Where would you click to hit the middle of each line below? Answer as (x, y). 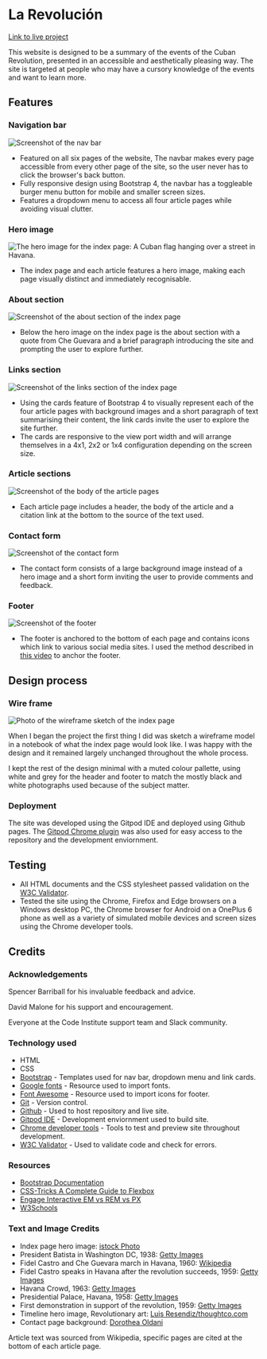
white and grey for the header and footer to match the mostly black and (125, 777)
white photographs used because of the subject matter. (99, 785)
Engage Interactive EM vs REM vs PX (80, 1200)
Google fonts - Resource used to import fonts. (95, 1086)
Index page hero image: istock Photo (80, 1246)
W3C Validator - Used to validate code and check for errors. (118, 1145)
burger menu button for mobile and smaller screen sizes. (112, 192)
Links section (35, 370)
